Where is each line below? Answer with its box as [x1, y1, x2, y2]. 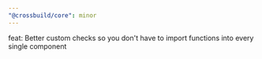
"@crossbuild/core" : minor [8, 11, 97, 20]
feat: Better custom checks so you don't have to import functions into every [8, 33, 254, 42]
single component [8, 41, 67, 51]
